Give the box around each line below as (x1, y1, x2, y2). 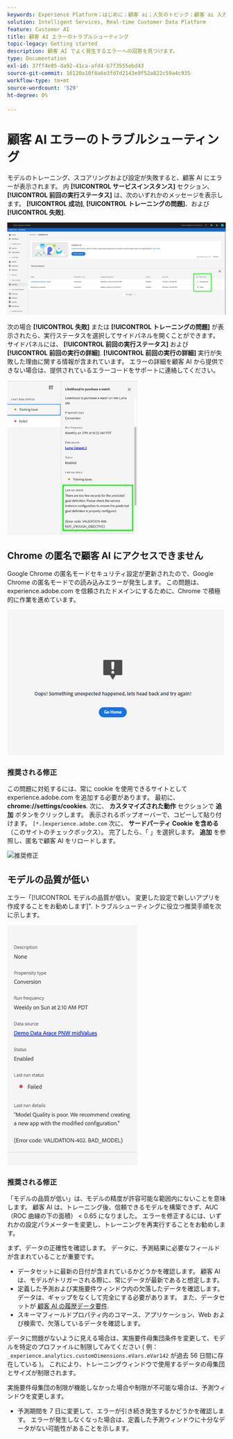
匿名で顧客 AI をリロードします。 (25, 837, 119, 845)
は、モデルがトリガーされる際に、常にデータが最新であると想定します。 (17, 1276, 223, 1284)
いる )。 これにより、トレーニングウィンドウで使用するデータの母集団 (25, 1360, 225, 1368)
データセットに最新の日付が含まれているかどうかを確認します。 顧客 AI (17, 1267, 221, 1276)
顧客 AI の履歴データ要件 (37, 1302, 108, 1311)
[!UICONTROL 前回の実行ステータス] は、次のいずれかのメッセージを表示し (7, 191, 223, 199)
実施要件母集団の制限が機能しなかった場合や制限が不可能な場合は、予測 (7, 1383, 214, 1392)
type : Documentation (7, 56, 67, 62)
